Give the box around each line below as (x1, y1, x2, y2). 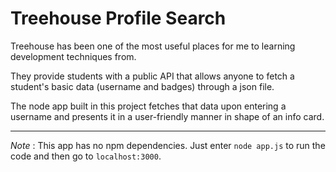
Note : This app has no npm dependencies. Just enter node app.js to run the (10, 139, 326, 151)
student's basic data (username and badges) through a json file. (10, 80, 275, 92)
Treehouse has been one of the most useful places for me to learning (10, 40, 296, 52)
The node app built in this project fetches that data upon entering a (10, 100, 287, 112)
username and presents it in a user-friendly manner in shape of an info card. (10, 110, 325, 122)
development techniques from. (10, 50, 137, 62)
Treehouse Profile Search (10, 7, 227, 30)
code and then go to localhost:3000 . (10, 150, 162, 162)
